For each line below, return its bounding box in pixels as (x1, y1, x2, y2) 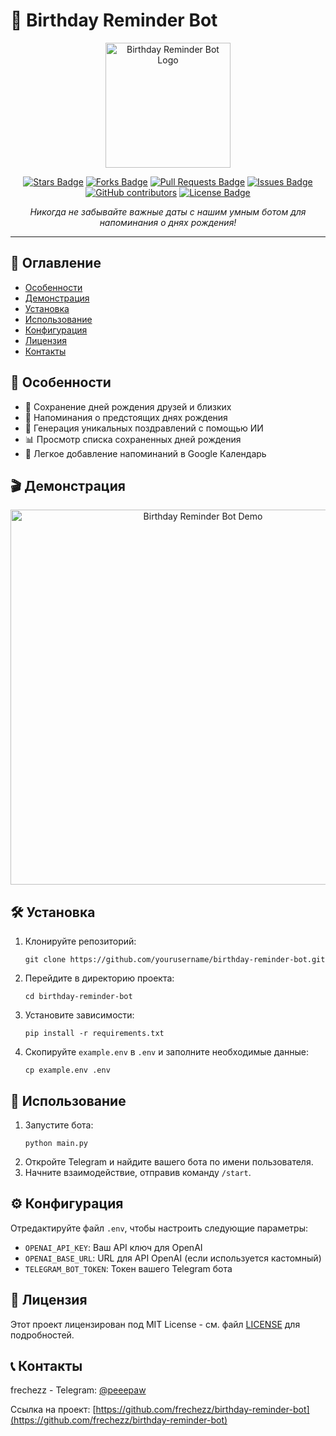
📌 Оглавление (10, 255, 102, 272)
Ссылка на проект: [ (10, 1404, 97, 1416)
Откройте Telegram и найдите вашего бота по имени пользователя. (24, 1156, 314, 1168)
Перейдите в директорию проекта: (24, 972, 175, 984)
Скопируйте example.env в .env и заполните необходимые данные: (24, 1046, 310, 1058)
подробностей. (10, 1329, 75, 1341)
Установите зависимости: (24, 1009, 135, 1021)
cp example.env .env (24, 1065, 111, 1076)
